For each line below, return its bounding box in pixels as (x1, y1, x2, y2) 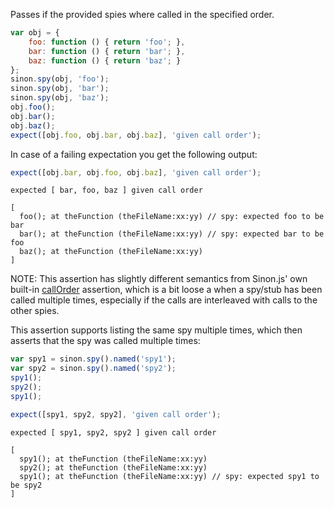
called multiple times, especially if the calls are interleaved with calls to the (10, 294, 318, 306)
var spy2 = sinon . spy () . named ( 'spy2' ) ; (10, 364, 177, 374)
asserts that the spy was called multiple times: (10, 335, 201, 347)
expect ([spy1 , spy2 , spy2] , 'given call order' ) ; (10, 409, 222, 419)
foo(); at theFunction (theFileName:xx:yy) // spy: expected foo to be (19, 212, 325, 222)
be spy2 (10, 480, 43, 490)
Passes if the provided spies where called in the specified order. (10, 9, 275, 20)
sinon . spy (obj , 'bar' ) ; (10, 84, 110, 94)
